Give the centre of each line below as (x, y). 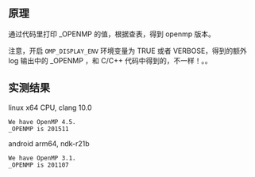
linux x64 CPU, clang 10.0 (50, 107)
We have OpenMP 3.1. (42, 158)
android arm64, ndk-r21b (49, 143)
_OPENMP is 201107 (39, 165)
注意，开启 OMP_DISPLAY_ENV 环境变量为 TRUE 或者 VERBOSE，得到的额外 (128, 51)
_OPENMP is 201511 (39, 129)
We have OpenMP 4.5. (42, 122)
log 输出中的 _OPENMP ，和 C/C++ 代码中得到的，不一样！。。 (110, 60)
